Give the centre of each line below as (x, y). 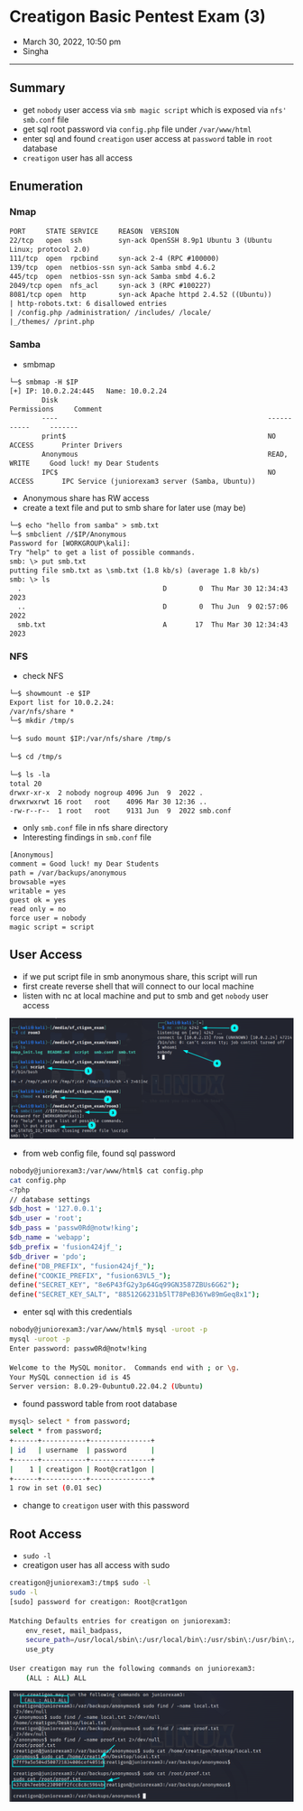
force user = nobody (48, 918)
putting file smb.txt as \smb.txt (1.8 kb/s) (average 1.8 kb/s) (134, 571)
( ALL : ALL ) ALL (56, 1678)
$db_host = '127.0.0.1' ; (56, 1209)
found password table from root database (100, 1404)
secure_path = (50, 1640)
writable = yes (38, 891)
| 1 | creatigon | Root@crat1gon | (82, 1469)
